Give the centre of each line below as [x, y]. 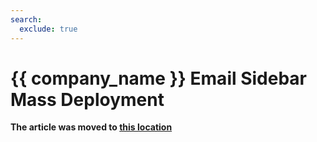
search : [26, 19]
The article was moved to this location [91, 127]
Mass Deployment [87, 99]
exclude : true [48, 29]
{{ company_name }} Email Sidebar [159, 78]
